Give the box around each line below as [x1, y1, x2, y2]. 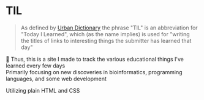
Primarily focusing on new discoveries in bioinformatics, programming [6, 68, 183, 75]
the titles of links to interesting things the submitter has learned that [20, 37, 192, 44]
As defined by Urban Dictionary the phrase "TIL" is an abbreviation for [20, 24, 198, 31]
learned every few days [6, 62, 66, 69]
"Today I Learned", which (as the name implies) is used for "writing [20, 30, 191, 37]
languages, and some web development [6, 75, 107, 82]
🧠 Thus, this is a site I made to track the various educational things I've [6, 55, 184, 63]
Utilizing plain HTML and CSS [6, 87, 80, 94]
